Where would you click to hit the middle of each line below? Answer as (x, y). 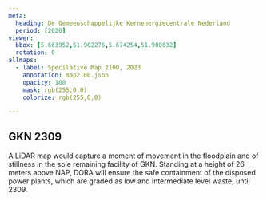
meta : (17, 16)
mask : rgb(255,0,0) (55, 90)
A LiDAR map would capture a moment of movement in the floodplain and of (133, 156)
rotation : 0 (36, 53)
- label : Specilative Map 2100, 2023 (78, 68)
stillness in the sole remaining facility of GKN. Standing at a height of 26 (127, 164)
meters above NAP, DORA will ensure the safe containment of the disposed (132, 173)
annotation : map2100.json (66, 75)
